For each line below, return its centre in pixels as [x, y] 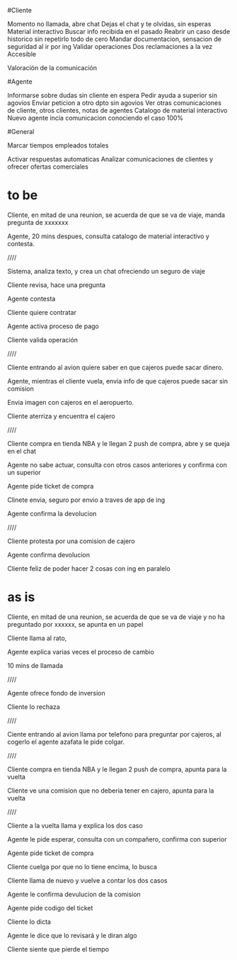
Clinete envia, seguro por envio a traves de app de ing [86, 500]
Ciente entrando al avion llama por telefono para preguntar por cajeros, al [114, 734]
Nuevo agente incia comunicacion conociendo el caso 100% [96, 118]
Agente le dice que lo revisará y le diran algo [72, 935]
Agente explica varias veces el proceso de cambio [81, 652]
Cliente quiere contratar [42, 312]
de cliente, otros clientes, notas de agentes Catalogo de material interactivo [117, 110]
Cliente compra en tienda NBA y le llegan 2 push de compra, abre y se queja [118, 443]
